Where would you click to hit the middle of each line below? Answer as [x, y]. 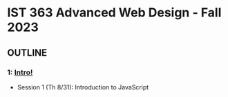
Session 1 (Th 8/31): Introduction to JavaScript [83, 87]
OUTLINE [27, 53]
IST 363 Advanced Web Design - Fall [114, 13]
